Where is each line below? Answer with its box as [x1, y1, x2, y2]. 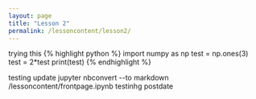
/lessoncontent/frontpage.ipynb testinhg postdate [8, 81, 174, 91]
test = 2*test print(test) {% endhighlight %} [8, 57, 151, 67]
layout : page [8, 11, 52, 20]
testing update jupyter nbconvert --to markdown [8, 73, 169, 83]
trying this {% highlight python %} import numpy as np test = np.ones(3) [8, 49, 249, 59]
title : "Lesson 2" [8, 19, 70, 27]
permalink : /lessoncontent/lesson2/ [8, 27, 131, 35]
